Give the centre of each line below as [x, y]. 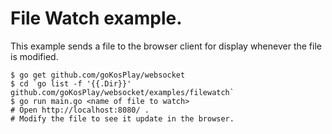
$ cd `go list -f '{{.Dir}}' [71, 83]
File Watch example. [96, 18]
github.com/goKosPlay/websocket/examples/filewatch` [122, 92]
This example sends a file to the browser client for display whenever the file [166, 46]
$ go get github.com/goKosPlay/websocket [98, 75]
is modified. [34, 56]
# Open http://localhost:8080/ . [80, 110]
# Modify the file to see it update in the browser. [122, 118]
